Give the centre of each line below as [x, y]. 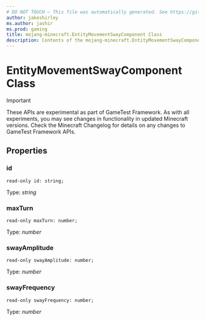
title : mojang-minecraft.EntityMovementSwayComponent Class [85, 35]
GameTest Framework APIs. [41, 131]
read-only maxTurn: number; [42, 220]
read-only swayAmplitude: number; [50, 261]
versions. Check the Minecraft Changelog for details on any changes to [96, 125]
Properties [27, 151]
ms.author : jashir [30, 23]
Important [19, 100]
